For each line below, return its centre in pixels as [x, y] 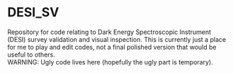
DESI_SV [33, 12]
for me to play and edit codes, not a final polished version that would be [112, 47]
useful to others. [31, 55]
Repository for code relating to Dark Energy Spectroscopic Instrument [109, 32]
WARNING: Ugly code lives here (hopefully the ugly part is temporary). [110, 62]
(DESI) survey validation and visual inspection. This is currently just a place [117, 39]
